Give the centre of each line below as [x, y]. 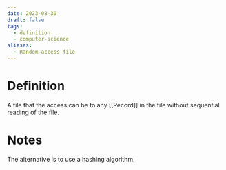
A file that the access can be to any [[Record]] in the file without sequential [113, 105]
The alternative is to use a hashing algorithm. [71, 159]
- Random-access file [44, 52]
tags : [15, 26]
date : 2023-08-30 [32, 13]
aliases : [20, 45]
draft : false [26, 20]
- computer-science [41, 39]
